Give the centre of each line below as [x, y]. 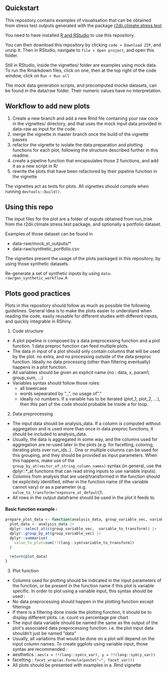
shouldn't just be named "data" [44, 633]
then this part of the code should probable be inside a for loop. [84, 404]
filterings [21, 607]
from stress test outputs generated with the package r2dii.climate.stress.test [83, 25]
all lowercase [33, 389]
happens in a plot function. [40, 367]
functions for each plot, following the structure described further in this [85, 150]
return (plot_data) [29, 557]
